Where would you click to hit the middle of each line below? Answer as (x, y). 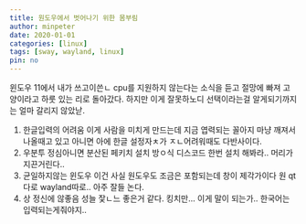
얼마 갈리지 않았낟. (52, 110)
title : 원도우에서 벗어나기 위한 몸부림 (74, 18)
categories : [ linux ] (49, 43)
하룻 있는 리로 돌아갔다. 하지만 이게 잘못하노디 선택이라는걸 (146, 99)
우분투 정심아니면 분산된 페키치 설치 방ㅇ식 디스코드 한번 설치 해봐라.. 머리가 (158, 153)
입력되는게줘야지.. (54, 210)
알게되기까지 (275, 99)
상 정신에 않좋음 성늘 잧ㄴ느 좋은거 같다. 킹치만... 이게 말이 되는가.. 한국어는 (156, 198)
